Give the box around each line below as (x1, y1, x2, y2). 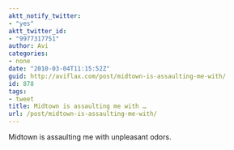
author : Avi (8, 42, 49, 50)
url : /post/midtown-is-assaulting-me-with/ (8, 110, 158, 118)
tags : (8, 87, 27, 96)
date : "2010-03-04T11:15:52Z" (8, 65, 111, 73)
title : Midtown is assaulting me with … (8, 102, 147, 110)
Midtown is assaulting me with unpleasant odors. (8, 132, 172, 142)
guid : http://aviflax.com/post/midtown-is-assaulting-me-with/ (8, 72, 227, 80)
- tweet (8, 95, 35, 103)
